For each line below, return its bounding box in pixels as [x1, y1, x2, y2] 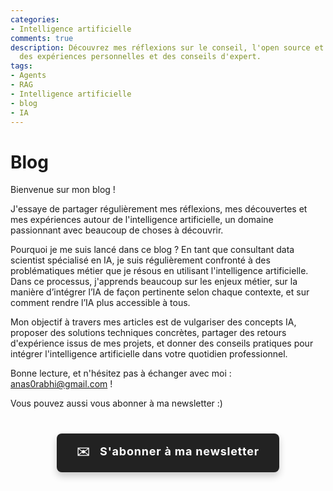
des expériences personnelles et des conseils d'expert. [19, 52, 262, 62]
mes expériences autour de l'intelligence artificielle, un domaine [10, 214, 274, 226]
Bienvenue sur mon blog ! [10, 184, 116, 196]
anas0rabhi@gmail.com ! [10, 378, 113, 390]
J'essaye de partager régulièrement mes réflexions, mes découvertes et [10, 203, 308, 215]
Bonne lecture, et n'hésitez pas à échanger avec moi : [10, 367, 232, 380]
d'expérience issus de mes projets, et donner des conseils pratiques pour [10, 337, 314, 350]
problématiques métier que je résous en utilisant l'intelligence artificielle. [10, 265, 309, 277]
